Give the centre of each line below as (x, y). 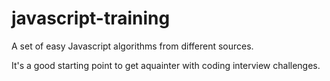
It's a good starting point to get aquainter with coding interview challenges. (166, 65)
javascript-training (91, 18)
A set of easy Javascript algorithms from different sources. (132, 46)
